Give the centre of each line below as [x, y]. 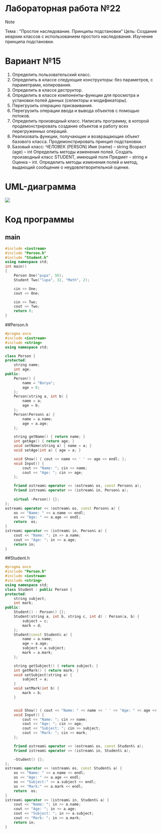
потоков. [21, 116]
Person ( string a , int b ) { [41, 396]
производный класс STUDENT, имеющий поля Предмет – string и [80, 157]
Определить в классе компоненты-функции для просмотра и [75, 95]
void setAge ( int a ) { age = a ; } [47, 450]
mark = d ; [32, 626]
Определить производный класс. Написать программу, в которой [80, 121]
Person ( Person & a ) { [34, 414]
